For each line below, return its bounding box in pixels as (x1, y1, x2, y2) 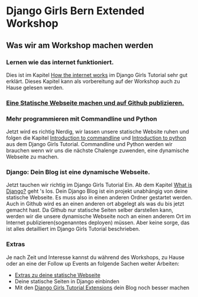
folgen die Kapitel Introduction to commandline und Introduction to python (6, 134, 186, 141)
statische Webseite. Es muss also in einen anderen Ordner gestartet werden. (6, 194, 193, 201)
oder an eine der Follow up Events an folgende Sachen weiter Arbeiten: (6, 260, 180, 267)
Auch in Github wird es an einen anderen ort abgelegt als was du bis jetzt (6, 200, 184, 208)
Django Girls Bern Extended (6, 4, 145, 18)
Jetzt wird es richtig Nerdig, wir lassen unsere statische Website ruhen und (6, 128, 189, 135)
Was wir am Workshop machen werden (6, 40, 154, 50)
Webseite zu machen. (6, 153, 59, 160)
